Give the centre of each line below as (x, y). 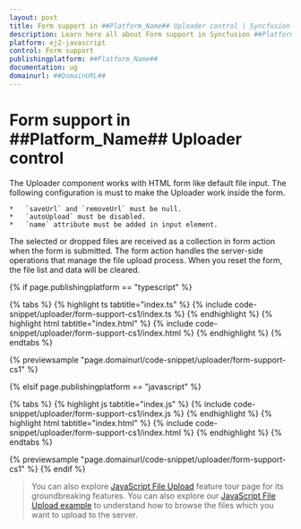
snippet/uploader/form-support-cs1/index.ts (90, 313)
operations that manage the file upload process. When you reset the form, (146, 260)
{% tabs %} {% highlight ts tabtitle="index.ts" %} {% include (121, 304)
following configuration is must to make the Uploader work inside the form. (147, 192)
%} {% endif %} (56, 469)
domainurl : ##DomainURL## (57, 76)
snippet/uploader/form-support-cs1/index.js (90, 414)
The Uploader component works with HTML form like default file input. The (148, 183)
